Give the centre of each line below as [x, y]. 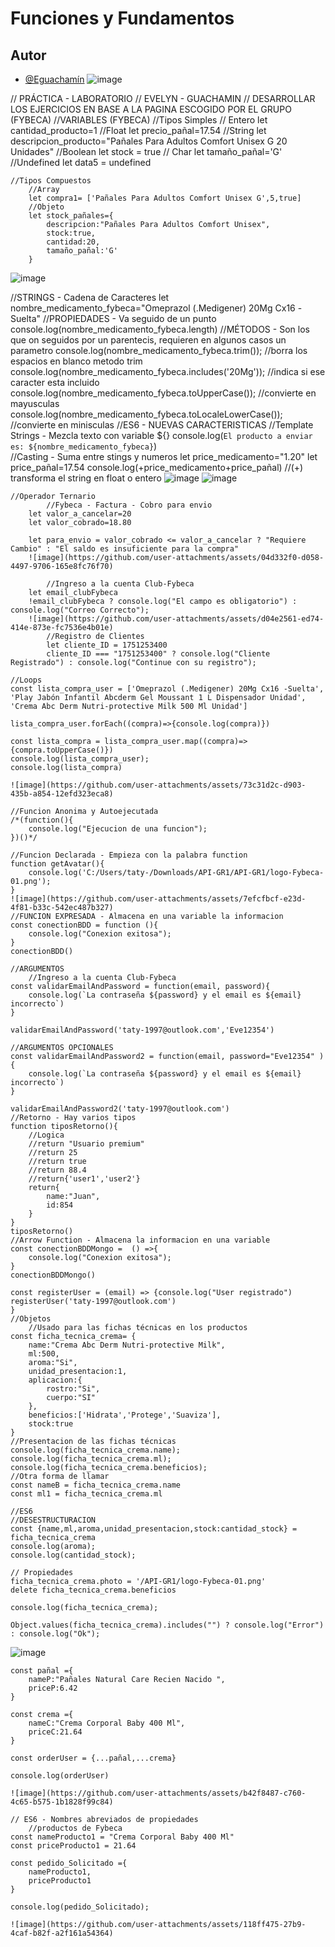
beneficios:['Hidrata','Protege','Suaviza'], [125, 1415]
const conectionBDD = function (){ [84, 925]
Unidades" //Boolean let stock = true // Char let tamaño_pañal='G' [146, 151]
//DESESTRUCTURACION [53, 1520]
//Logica [46, 1135]
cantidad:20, [73, 242]
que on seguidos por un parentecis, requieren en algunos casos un [148, 340]
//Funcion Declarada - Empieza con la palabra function [129, 855]
